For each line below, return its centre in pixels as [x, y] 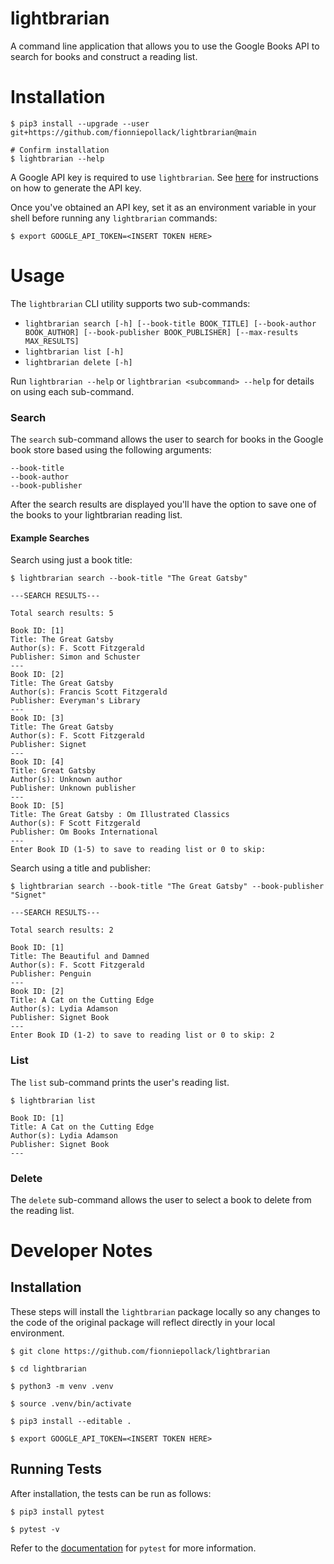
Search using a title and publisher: [81, 868]
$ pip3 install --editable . [71, 1421]
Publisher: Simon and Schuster [75, 657]
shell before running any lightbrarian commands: [114, 218]
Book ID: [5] [37, 806]
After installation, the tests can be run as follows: [111, 1493]
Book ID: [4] [37, 762]
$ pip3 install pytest [57, 1512]
